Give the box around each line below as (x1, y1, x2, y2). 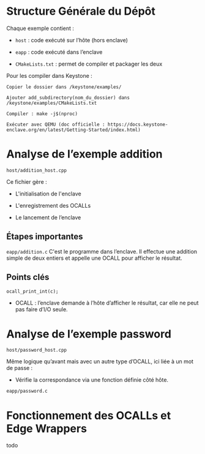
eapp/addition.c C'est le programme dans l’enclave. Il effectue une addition (6, 248, 198, 255)
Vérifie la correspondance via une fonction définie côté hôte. (15, 376, 169, 384)
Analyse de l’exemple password (6, 327, 171, 341)
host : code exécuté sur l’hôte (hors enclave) (15, 36, 129, 44)
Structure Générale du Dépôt (6, 4, 156, 18)
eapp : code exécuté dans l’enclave (15, 48, 103, 56)
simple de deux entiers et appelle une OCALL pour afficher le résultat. (6, 254, 182, 262)
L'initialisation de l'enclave (15, 190, 81, 197)
